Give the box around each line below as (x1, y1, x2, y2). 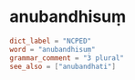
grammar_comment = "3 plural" (9, 53, 125, 63)
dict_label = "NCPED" (9, 36, 92, 45)
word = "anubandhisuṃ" (9, 45, 96, 54)
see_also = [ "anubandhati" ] (9, 62, 117, 71)
